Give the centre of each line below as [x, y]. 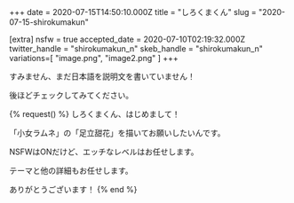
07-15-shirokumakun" [49, 22]
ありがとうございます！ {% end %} [73, 189]
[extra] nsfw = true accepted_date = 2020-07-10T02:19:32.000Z [127, 39]
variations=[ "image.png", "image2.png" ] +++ [94, 58]
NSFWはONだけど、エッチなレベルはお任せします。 [104, 152]
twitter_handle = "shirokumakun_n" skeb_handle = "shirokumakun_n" [136, 49]
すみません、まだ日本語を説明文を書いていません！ [102, 76]
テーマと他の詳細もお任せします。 [71, 171]
